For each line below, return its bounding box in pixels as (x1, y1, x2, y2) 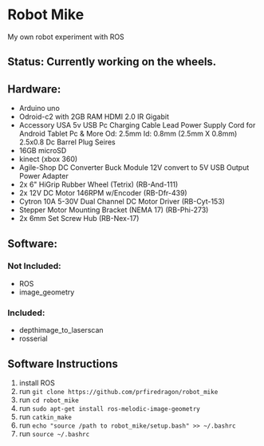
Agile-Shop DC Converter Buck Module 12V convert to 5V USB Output (18, 163, 250, 172)
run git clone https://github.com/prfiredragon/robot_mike (18, 386, 219, 396)
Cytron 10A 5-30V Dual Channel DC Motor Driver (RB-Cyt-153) (18, 197, 225, 207)
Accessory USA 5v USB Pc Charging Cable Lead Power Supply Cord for (18, 120, 256, 130)
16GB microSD (18, 146, 67, 156)
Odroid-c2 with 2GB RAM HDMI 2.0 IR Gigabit (18, 112, 169, 121)
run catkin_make (18, 412, 73, 421)
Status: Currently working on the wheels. (7, 55, 217, 69)
